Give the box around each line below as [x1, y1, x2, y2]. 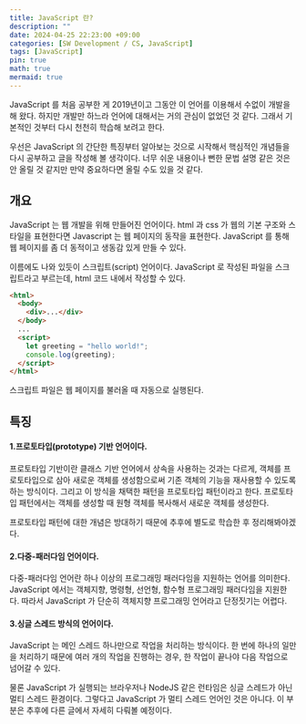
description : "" [9, 22, 71, 31]
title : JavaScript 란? [9, 13, 94, 23]
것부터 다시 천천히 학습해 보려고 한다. [33, 121, 166, 132]
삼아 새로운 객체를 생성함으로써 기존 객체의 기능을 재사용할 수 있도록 [56, 474, 297, 485]
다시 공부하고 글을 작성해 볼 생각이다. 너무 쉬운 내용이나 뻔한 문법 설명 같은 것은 [9, 152, 291, 163]
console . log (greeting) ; [25, 350, 117, 359]
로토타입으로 [9, 474, 55, 485]
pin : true [9, 56, 47, 65]
